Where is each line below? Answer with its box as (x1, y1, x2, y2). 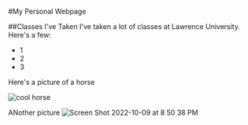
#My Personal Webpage (8, 7, 87, 16)
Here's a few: (8, 31, 52, 39)
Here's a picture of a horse (8, 78, 95, 86)
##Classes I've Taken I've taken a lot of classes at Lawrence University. (8, 22, 240, 31)
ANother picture (8, 108, 61, 117)
